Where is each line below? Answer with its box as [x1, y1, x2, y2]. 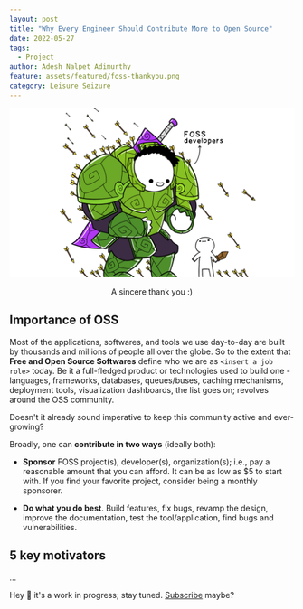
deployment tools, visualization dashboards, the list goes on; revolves [9, 384, 270, 395]
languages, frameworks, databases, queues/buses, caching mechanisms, [9, 375, 284, 386]
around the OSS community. [9, 394, 115, 405]
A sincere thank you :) [111, 286, 193, 297]
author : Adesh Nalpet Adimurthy [9, 62, 131, 71]
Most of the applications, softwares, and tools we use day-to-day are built [9, 336, 285, 347]
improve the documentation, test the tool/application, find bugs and [22, 511, 274, 523]
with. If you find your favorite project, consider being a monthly [22, 475, 258, 486]
